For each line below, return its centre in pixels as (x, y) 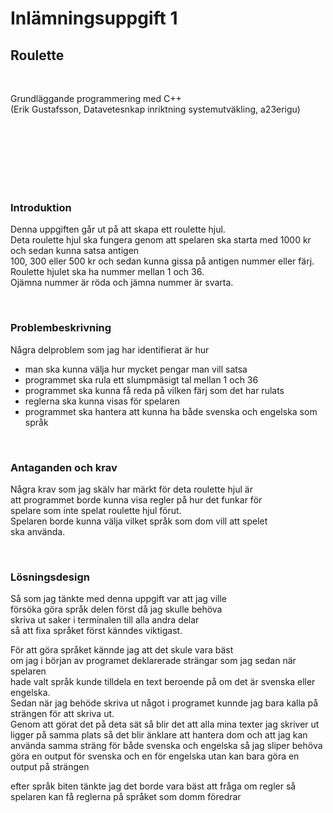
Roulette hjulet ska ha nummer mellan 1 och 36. (107, 272)
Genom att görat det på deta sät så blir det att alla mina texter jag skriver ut (165, 724)
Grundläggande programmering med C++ (96, 98)
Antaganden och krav (64, 467)
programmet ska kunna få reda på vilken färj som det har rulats (154, 390)
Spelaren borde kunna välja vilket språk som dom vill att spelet (139, 521)
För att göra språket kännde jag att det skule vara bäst (122, 650)
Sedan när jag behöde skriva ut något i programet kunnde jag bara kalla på (164, 703)
